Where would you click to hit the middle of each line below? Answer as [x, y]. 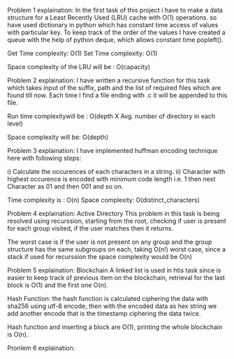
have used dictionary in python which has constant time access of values [113, 25]
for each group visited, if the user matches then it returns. [90, 228]
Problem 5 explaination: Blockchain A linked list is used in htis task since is [114, 270]
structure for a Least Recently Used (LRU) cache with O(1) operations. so [112, 17]
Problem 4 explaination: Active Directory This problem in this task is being [114, 213]
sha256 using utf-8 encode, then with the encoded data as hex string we [112, 306]
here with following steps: [44, 158]
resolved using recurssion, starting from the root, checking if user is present [117, 221]
